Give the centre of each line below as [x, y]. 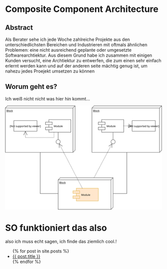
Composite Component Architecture [82, 9]
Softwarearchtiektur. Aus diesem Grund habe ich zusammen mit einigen [79, 55]
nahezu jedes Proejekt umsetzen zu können [50, 71]
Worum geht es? [31, 87]
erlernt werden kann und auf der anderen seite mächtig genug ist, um [76, 66]
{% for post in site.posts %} [41, 251]
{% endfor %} [27, 262]
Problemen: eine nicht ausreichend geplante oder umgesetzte [68, 50]
